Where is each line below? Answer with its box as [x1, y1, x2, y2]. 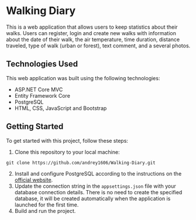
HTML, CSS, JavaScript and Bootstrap [14, 104, 107, 112]
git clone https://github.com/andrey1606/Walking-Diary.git [6, 160, 156, 166]
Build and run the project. [14, 207, 76, 214]
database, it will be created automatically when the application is [14, 195, 171, 202]
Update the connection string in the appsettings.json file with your [14, 183, 177, 190]
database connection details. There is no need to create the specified [14, 188, 183, 195]
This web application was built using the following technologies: [6, 74, 160, 81]
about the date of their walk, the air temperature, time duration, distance [6, 36, 180, 43]
